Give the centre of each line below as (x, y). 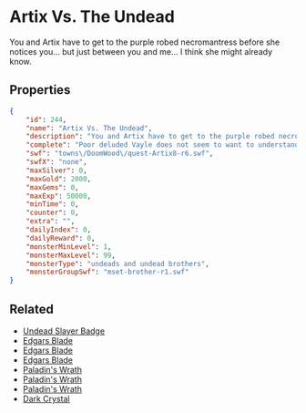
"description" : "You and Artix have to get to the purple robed (150, 137)
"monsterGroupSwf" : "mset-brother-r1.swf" (107, 272)
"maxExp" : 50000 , (59, 196)
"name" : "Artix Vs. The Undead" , (89, 128)
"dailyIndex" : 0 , (59, 230)
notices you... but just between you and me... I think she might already (141, 51)
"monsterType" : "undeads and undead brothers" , (117, 263)
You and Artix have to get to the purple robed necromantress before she (145, 42)
